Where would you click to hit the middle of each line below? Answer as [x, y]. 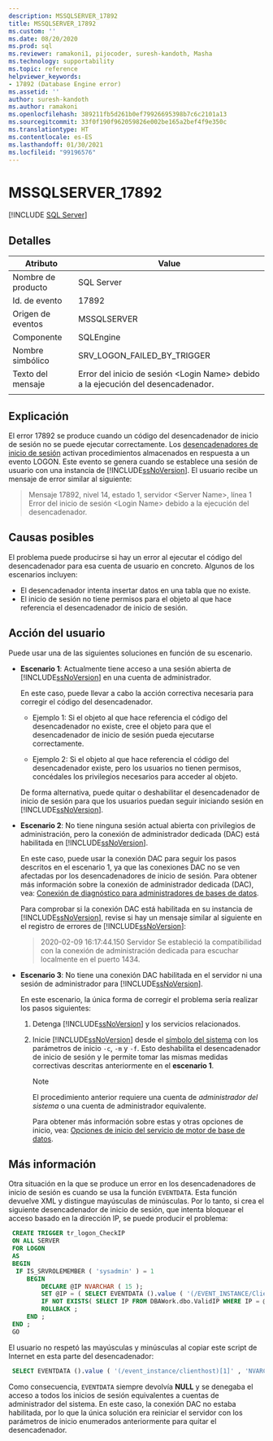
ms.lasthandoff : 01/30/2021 [56, 145]
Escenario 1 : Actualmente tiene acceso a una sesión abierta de [126, 668]
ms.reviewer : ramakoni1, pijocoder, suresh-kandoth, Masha [110, 54]
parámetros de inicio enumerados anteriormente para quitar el [113, 1421]
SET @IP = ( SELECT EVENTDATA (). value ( [112, 1294]
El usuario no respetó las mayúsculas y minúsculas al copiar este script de [133, 1347]
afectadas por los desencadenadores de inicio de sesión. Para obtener [139, 875]
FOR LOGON [28, 1249]
